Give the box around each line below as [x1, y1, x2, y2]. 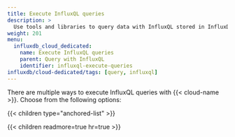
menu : [7, 36, 23, 43]
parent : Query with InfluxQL [20, 56, 105, 63]
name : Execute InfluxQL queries [20, 50, 114, 57]
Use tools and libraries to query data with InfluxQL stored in [13, 23, 205, 30]
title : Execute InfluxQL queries [7, 10, 105, 17]
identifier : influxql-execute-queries [20, 62, 133, 69]
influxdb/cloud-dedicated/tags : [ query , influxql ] [7, 68, 158, 75]
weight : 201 [7, 29, 42, 37]
